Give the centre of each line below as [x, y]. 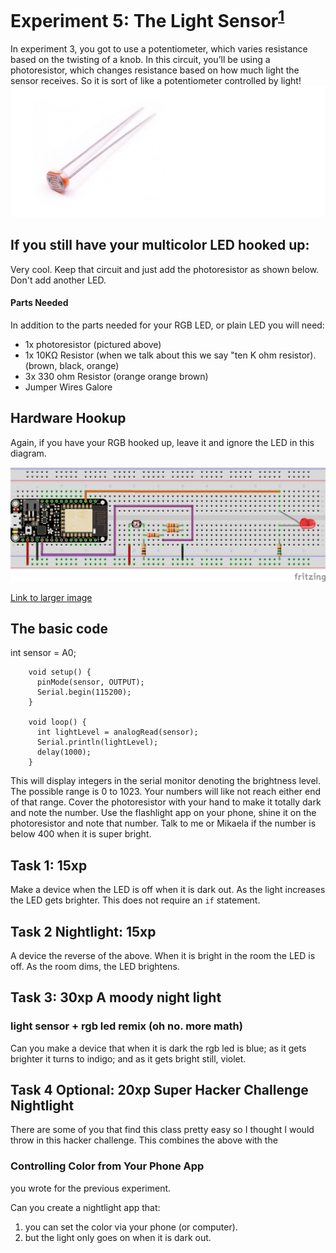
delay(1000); [64, 752]
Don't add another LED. [58, 280]
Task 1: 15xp [49, 865]
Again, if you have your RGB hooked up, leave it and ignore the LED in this [162, 442]
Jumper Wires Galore [68, 387]
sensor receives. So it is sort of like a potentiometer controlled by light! [156, 81]
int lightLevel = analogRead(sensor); [117, 732]
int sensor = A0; [43, 653]
